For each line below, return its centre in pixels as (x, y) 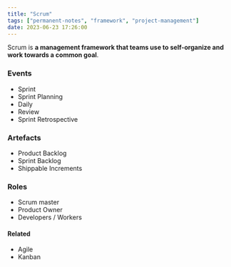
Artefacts (24, 137)
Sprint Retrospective (48, 119)
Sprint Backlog (40, 160)
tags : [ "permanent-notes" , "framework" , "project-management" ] (103, 21)
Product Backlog (42, 153)
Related (19, 234)
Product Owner (40, 210)
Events (20, 73)
